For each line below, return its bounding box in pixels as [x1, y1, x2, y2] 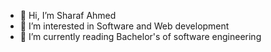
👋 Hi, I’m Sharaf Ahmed [19, 10, 117, 21]
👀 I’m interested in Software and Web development [19, 20, 230, 32]
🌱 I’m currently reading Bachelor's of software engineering [19, 31, 262, 42]
